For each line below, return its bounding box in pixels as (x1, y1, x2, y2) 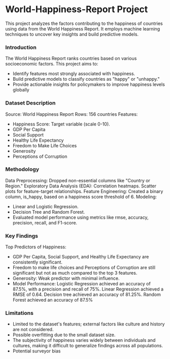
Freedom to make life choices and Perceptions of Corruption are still (12, 265, 156, 271)
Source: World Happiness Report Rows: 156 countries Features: (5, 111, 138, 117)
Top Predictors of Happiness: (5, 244, 66, 250)
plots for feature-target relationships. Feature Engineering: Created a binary (5, 188, 163, 194)
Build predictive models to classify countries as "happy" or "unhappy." (12, 76, 160, 82)
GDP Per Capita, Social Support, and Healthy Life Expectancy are (12, 254, 149, 260)
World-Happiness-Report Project (5, 4, 148, 15)
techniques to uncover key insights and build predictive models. (5, 31, 139, 37)
